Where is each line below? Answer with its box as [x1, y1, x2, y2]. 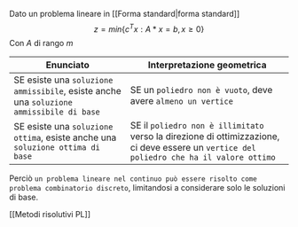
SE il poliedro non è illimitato [129, 119, 264, 131]
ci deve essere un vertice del [129, 141, 256, 153]
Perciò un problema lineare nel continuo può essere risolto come [9, 173, 257, 184]
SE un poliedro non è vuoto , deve [129, 83, 273, 96]
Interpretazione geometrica [147, 59, 267, 71]
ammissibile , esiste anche [13, 84, 122, 97]
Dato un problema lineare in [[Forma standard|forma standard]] [9, 9, 240, 19]
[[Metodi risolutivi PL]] [9, 208, 91, 219]
